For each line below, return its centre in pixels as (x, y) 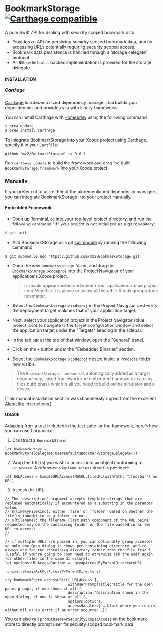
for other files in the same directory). (48, 559)
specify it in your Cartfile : (32, 145)
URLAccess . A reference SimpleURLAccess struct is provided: (70, 468)
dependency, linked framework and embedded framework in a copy (85, 378)
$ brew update (19, 126)
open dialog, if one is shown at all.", (47, 597)
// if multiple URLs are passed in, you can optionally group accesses (79, 541)
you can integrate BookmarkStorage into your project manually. (68, 197)
